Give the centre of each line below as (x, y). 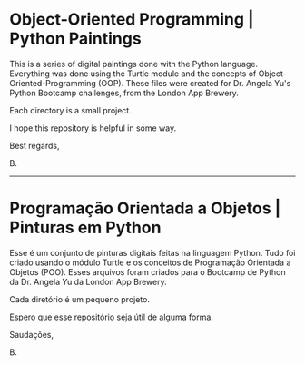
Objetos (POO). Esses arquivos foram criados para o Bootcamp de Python (148, 271)
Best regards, (34, 145)
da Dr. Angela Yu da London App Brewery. (88, 281)
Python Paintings (76, 39)
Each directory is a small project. (70, 110)
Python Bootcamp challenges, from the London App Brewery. (124, 93)
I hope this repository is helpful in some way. (93, 128)
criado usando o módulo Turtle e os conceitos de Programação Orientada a (150, 262)
